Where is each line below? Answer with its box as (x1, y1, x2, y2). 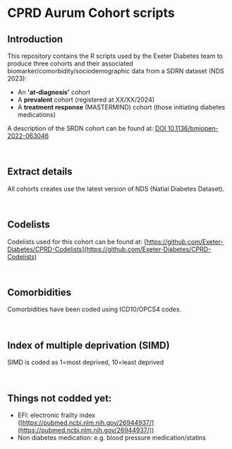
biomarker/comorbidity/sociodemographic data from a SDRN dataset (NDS (7, 67, 224, 75)
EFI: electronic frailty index (17, 411, 96, 419)
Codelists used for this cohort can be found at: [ (7, 237, 147, 246)
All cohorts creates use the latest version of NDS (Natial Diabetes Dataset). (7, 184, 225, 193)
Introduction (7, 33, 63, 45)
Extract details (7, 166, 73, 178)
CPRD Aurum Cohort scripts (7, 5, 175, 21)
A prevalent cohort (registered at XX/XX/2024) (17, 95, 155, 104)
